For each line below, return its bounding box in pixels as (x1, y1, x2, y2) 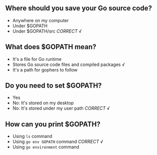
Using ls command (12, 133, 53, 139)
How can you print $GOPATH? (5, 120, 101, 128)
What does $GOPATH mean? (5, 43, 97, 51)
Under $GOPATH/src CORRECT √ (12, 28, 82, 34)
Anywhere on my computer (12, 17, 69, 23)
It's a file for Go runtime (12, 56, 62, 62)
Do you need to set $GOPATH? (5, 82, 102, 90)
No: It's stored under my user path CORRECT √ (12, 105, 110, 111)
